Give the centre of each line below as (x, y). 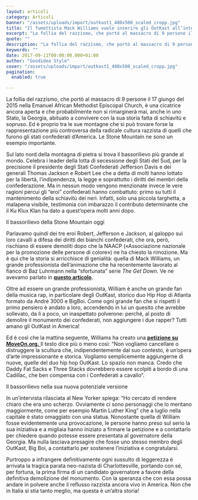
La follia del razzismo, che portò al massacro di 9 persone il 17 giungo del (95, 99)
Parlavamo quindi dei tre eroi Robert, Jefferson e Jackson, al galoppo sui (95, 234)
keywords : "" (22, 50)
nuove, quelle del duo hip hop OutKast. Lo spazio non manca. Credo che (94, 363)
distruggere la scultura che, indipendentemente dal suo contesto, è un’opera (99, 350)
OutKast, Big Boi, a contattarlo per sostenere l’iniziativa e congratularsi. (93, 448)
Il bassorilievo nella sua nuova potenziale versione (67, 387)
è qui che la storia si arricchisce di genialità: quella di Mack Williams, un (93, 259)
